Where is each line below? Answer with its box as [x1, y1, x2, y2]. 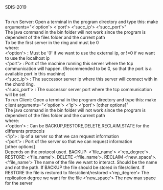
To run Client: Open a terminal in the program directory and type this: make [5, 97, 157, 102]
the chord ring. [5, 81, 35, 87]
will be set [5, 92, 26, 97]
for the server [5, 180, 33, 186]
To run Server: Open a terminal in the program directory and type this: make [5, 19, 158, 24]
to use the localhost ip [5, 55, 50, 61]
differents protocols [5, 128, 45, 134]
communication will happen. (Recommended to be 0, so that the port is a [5, 66, 152, 71]
